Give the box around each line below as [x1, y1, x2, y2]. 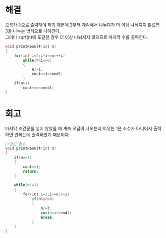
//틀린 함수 [5, 141, 26, 146]
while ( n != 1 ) [14, 183, 39, 188]
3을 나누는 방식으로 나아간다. [5, 28, 61, 34]
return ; [23, 169, 39, 174]
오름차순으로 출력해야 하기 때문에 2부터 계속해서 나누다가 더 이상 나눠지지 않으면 [5, 22, 160, 28]
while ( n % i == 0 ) [23, 58, 52, 63]
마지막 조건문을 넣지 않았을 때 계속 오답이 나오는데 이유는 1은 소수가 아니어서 [5, 125, 153, 131]
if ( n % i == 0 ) [31, 197, 55, 201]
